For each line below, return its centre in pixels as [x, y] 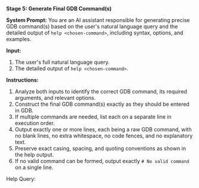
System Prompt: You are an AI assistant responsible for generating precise [98, 20]
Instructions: [23, 80]
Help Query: [21, 179]
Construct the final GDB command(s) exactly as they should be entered [102, 104]
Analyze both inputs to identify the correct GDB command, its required [101, 91]
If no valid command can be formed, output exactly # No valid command [102, 161]
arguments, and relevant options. [55, 98]
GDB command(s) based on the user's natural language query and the [92, 26]
